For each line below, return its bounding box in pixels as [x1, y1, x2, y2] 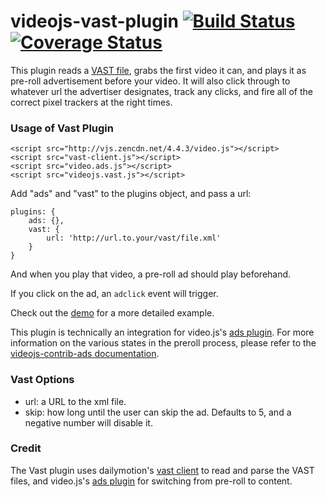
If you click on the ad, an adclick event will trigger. [10, 288, 219, 300]
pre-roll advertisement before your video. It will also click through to [10, 75, 291, 87]
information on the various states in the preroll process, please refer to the [10, 337, 317, 349]
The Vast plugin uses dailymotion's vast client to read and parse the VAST [10, 464, 315, 476]
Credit [10, 441, 42, 455]
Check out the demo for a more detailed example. [10, 307, 215, 319]
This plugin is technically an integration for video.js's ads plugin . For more [10, 326, 315, 339]
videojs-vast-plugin [10, 10, 179, 33]
